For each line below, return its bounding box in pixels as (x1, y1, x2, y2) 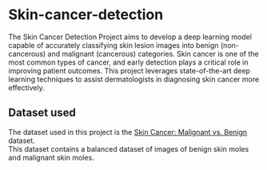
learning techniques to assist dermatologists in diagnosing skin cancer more (8, 74, 260, 84)
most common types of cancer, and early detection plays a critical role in (8, 57, 249, 67)
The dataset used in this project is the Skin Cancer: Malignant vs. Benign (8, 127, 248, 136)
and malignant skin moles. (8, 152, 94, 162)
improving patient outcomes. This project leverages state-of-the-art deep (8, 65, 250, 75)
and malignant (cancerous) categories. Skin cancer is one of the (47, 49, 259, 58)
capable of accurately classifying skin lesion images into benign (8, 40, 219, 49)
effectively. (8, 82, 46, 93)
